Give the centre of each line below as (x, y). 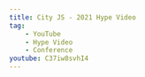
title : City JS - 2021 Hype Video (73, 17)
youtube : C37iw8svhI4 (49, 58)
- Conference (49, 50)
